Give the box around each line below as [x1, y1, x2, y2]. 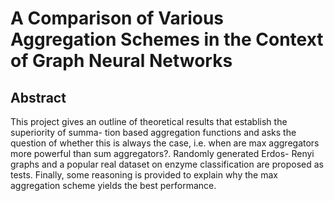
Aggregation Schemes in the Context [10, 28, 324, 51]
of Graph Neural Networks [10, 50, 233, 72]
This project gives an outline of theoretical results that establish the [10, 116, 288, 127]
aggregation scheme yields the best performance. [10, 180, 217, 191]
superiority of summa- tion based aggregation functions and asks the [10, 127, 297, 138]
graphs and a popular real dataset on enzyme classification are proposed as [10, 158, 324, 170]
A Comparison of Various [10, 7, 225, 30]
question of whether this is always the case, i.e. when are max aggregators [10, 137, 320, 149]
